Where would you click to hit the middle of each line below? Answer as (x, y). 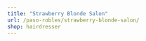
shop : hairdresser (34, 26)
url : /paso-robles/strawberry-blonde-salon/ (73, 20)
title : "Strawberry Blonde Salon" (58, 14)
